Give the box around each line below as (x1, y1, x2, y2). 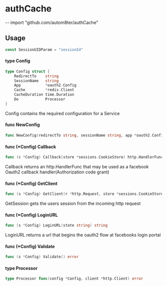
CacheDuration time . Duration (14, 92, 75, 97)
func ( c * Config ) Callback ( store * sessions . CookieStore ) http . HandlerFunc (5, 155, 164, 160)
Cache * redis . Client (14, 88, 75, 93)
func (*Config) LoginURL (5, 212, 58, 218)
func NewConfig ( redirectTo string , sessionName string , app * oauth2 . (5, 133, 153, 138)
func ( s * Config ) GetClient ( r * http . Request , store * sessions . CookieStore (5, 191, 164, 197)
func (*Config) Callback (5, 143, 56, 149)
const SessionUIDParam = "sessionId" (5, 47, 83, 52)
